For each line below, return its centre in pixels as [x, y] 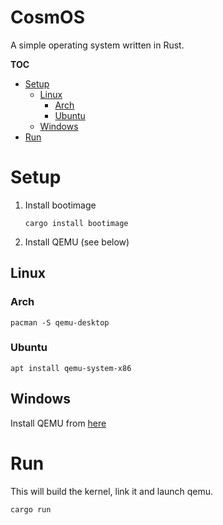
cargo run [31, 509]
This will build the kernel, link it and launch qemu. [112, 491]
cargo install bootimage [76, 223]
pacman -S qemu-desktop [60, 322]
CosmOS [48, 17]
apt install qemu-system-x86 [71, 368]
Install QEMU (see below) [77, 242]
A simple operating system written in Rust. [97, 45]
